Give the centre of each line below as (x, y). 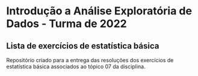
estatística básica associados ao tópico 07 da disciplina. (76, 66)
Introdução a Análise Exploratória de (99, 11)
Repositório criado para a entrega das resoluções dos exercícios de (90, 60)
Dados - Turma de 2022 (67, 24)
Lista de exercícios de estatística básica (83, 46)
